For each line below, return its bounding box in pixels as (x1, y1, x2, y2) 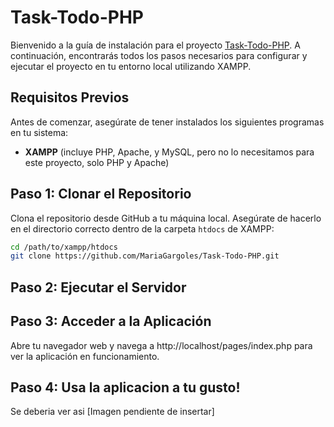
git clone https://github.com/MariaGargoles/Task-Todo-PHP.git (10, 251, 280, 261)
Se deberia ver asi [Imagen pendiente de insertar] (10, 406, 215, 418)
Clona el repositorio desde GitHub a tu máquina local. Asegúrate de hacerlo (10, 212, 322, 224)
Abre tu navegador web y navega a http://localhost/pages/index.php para (10, 339, 313, 351)
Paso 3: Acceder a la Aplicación (10, 313, 212, 330)
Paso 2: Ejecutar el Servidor (10, 279, 187, 296)
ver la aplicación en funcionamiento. (10, 350, 160, 362)
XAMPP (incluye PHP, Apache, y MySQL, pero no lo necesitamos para (24, 146, 315, 158)
